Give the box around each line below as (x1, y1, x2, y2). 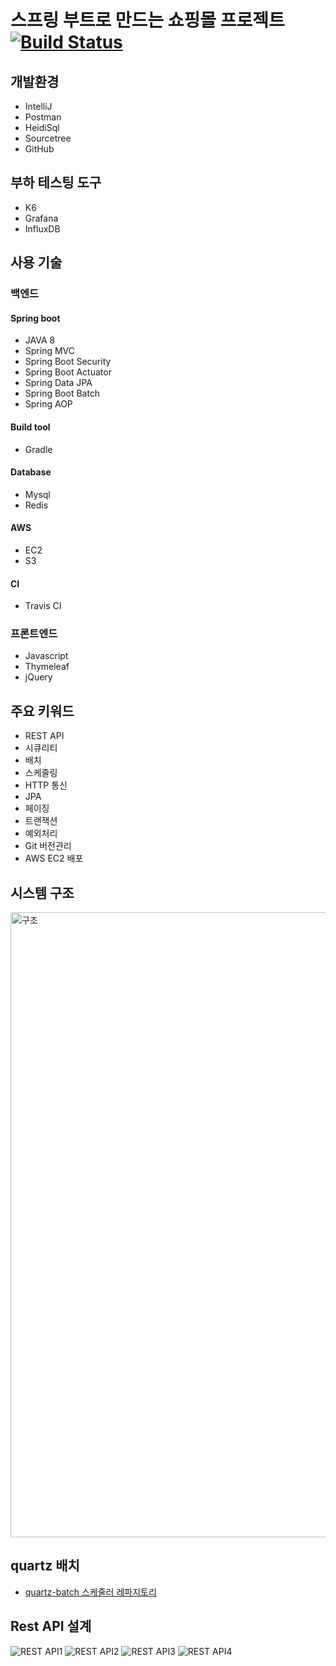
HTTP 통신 (24, 779, 68, 791)
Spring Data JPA (24, 377, 93, 389)
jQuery (24, 671, 53, 683)
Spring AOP (24, 398, 73, 410)
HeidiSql (24, 122, 60, 133)
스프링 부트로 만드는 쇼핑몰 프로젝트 (10, 9, 285, 32)
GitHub (24, 143, 55, 155)
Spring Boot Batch (24, 387, 101, 400)
